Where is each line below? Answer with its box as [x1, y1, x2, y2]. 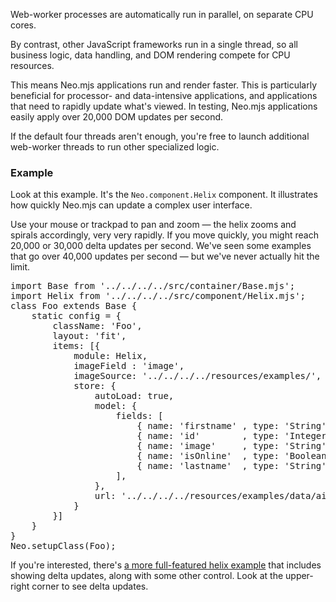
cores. [10, 19, 37, 31]
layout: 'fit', [52, 330, 127, 342]
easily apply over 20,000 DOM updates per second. [10, 111, 224, 123]
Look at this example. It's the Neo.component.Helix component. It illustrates [10, 189, 318, 201]
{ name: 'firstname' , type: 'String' [136, 420, 327, 432]
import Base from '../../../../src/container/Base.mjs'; [10, 280, 296, 292]
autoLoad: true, [94, 390, 175, 402]
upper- [285, 570, 314, 582]
